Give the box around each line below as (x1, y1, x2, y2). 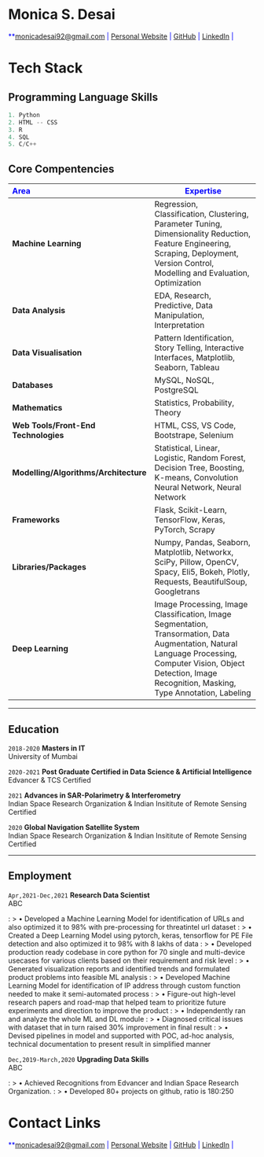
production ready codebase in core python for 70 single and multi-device (8, 947, 246, 956)
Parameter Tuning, (154, 219, 222, 230)
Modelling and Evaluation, (154, 267, 250, 278)
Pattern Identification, (154, 333, 234, 344)
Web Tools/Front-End (12, 420, 96, 431)
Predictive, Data (154, 300, 214, 311)
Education (8, 722, 60, 736)
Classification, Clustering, (154, 208, 249, 219)
